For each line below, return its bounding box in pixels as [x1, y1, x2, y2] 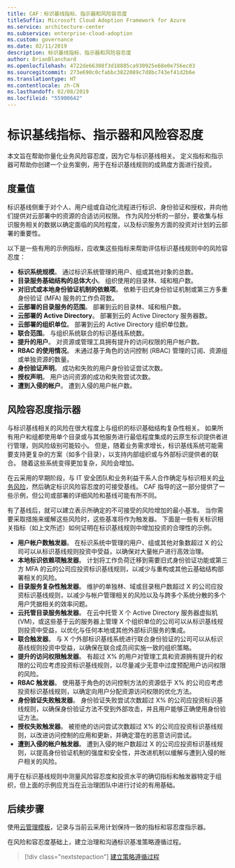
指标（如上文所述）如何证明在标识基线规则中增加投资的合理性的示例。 [13, 523, 215, 532]
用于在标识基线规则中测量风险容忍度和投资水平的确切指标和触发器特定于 [7, 771, 215, 780]
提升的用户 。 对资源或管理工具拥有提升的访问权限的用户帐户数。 [17, 337, 204, 346]
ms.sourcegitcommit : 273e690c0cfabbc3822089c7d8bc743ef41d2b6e [7, 69, 196, 76]
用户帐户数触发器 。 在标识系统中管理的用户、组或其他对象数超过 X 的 [17, 538, 218, 547]
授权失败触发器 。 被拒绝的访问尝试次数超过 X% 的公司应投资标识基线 [17, 722, 217, 730]
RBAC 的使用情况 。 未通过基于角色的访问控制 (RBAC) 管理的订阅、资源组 [17, 346, 228, 354]
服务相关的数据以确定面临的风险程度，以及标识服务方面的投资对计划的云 [13, 220, 222, 228]
